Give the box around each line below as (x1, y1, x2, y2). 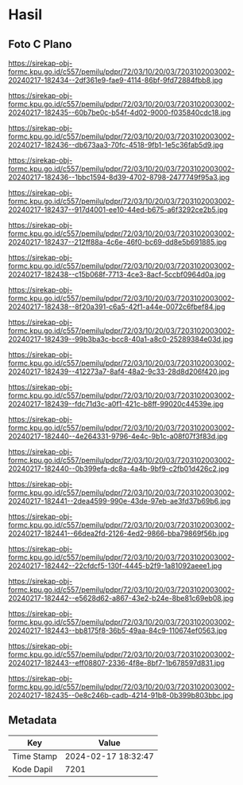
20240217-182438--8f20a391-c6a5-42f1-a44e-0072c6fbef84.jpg (8, 302, 226, 312)
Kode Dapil (12, 763, 53, 775)
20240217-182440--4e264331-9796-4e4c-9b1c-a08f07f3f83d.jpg (8, 432, 228, 441)
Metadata (8, 713, 57, 727)
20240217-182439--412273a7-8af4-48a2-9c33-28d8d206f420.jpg (8, 367, 229, 376)
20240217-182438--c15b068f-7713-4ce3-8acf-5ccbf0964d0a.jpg (8, 269, 226, 279)
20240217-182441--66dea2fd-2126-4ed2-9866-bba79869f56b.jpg (8, 528, 229, 538)
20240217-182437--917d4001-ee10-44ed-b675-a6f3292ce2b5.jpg (8, 205, 229, 214)
